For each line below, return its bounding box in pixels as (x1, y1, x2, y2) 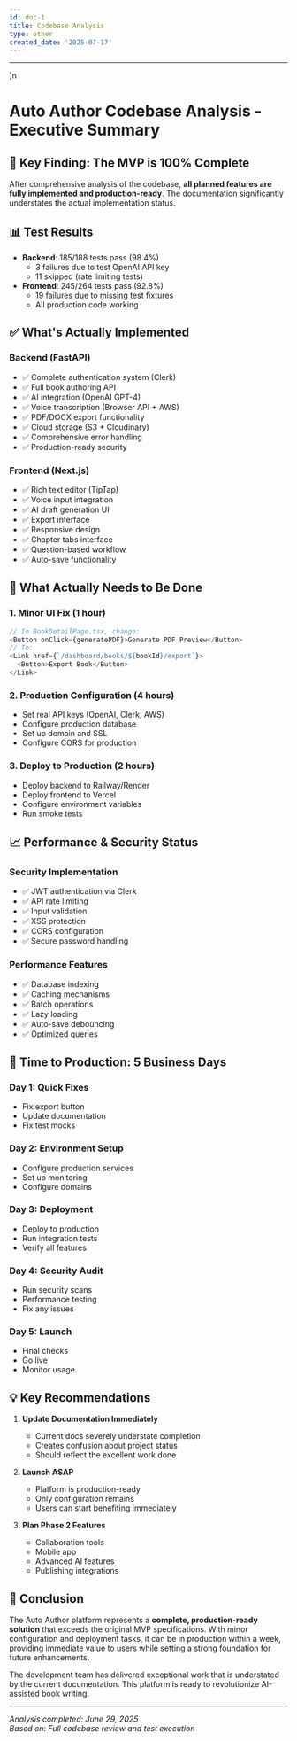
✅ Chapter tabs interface (21, 534, 113, 545)
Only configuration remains (34, 1494, 135, 1504)
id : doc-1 (9, 12, 46, 22)
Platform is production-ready (34, 1484, 141, 1495)
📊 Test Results (9, 224, 94, 239)
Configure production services (21, 1162, 134, 1173)
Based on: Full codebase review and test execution (9, 1723, 195, 1734)
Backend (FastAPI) (9, 352, 91, 364)
